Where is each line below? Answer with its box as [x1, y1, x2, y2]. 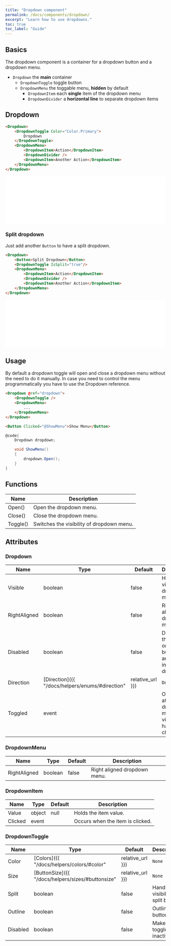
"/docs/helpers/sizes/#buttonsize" [34, 876, 117, 883]
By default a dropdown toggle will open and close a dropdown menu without [5, 370, 165, 376]
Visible [8, 584, 24, 591]
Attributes [5, 537, 38, 546]
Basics [5, 45, 27, 54]
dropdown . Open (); [23, 457, 60, 462]
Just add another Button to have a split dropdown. [5, 243, 110, 249]
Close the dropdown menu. [33, 512, 98, 519]
